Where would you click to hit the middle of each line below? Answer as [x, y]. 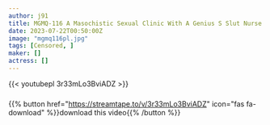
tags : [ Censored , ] [41, 46]
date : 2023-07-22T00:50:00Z [56, 31]
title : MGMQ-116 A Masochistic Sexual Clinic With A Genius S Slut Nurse [135, 23]
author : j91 [28, 16]
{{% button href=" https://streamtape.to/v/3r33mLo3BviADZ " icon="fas [127, 104]
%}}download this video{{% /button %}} [114, 112]
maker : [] [25, 53]
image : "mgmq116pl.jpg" [49, 38]
